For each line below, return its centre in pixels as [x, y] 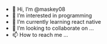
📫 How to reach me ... [40, 35]
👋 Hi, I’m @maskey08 [38, 9]
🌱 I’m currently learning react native [57, 22]
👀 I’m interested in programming [52, 15]
